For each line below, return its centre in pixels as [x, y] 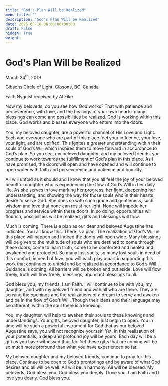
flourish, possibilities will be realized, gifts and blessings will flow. [73, 217]
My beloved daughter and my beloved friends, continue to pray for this [78, 357]
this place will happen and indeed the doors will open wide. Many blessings [83, 237]
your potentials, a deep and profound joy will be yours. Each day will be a [81, 336]
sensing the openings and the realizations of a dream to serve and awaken [82, 295]
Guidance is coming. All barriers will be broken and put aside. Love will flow [83, 269]
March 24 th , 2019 [23, 77]
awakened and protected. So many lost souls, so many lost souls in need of [83, 253]
